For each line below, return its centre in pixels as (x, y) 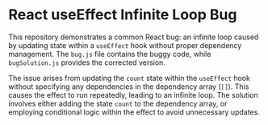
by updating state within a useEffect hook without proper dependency (125, 45)
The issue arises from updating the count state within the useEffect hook (129, 78)
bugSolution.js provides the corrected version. (87, 62)
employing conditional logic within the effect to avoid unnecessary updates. (134, 112)
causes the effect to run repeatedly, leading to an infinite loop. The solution (133, 95)
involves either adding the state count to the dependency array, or (118, 103)
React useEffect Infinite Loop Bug (123, 15)
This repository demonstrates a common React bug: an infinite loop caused (134, 37)
